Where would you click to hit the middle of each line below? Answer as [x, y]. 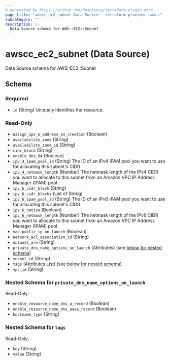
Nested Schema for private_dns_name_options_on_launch [75, 282]
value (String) [27, 354]
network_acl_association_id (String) [51, 237]
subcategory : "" [22, 19]
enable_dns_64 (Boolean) [38, 156]
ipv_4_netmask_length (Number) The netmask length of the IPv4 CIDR [86, 172]
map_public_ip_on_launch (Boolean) [50, 232]
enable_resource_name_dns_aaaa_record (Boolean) [64, 309]
